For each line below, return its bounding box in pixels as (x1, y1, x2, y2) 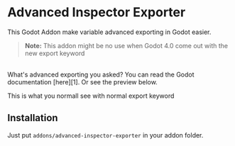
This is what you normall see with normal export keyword (7, 91, 175, 100)
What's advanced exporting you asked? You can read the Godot (7, 70, 195, 79)
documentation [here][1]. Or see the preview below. (7, 77, 158, 86)
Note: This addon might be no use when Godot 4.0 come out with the (24, 41, 229, 50)
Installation (7, 112, 58, 124)
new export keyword (24, 49, 85, 57)
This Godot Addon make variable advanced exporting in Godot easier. (7, 28, 212, 36)
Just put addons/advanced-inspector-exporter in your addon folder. (7, 130, 204, 139)
